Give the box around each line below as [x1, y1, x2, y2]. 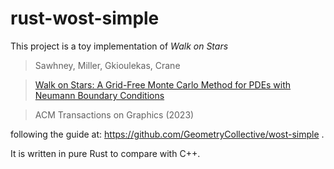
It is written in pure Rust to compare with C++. [10, 147, 201, 159]
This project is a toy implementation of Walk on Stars [10, 40, 229, 52]
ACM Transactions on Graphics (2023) [34, 108, 195, 121]
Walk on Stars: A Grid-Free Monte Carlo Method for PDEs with [34, 78, 292, 91]
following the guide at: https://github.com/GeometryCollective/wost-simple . [10, 128, 325, 140]
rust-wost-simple [10, 7, 160, 30]
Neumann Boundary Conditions [34, 89, 165, 101]
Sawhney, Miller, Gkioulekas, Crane [34, 59, 181, 71]
